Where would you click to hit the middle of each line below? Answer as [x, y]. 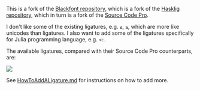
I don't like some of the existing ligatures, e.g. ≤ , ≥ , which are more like [93, 27]
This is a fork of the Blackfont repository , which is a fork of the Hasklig [93, 9]
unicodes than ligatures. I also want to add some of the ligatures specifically [100, 33]
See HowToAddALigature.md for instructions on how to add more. [87, 80]
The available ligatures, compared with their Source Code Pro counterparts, [99, 51]
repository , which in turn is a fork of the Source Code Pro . [77, 15]
